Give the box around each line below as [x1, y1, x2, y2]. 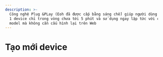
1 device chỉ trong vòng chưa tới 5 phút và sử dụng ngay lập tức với [9, 16, 155, 21]
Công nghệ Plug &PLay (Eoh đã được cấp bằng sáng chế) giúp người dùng [9, 12, 158, 17]
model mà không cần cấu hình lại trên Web [9, 20, 97, 26]
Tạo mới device [5, 42, 67, 53]
